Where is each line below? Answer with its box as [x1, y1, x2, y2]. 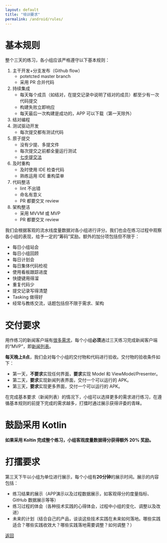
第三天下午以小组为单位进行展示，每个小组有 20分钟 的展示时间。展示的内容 [5, 474, 159, 480]
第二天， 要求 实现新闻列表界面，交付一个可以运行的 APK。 [12, 377, 132, 383]
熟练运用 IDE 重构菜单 [19, 173, 65, 179]
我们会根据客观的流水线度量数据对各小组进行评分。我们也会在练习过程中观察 [5, 227, 162, 233]
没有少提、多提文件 [19, 142, 60, 148]
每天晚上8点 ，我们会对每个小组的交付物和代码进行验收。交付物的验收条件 [5, 354, 157, 360]
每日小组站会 [12, 244, 39, 250]
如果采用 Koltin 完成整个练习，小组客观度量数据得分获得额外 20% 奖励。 [5, 437, 154, 443]
